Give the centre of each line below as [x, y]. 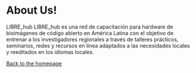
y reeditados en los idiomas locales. [50, 52]
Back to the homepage [34, 64]
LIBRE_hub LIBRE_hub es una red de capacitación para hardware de [90, 27]
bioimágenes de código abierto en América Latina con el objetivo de [90, 33]
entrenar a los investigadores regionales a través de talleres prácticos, [92, 39]
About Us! [32, 10]
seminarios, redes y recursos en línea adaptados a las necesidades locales [98, 46]
